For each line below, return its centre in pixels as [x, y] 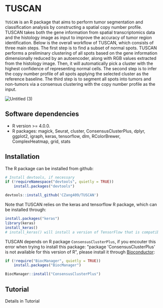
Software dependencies [42, 114]
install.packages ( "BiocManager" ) [48, 265]
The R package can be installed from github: [49, 168]
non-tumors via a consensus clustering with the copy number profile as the [80, 84]
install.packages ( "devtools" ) [44, 186]
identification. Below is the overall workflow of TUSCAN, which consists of [79, 42]
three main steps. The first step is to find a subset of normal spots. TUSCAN [81, 48]
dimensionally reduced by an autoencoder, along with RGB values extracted [81, 58]
